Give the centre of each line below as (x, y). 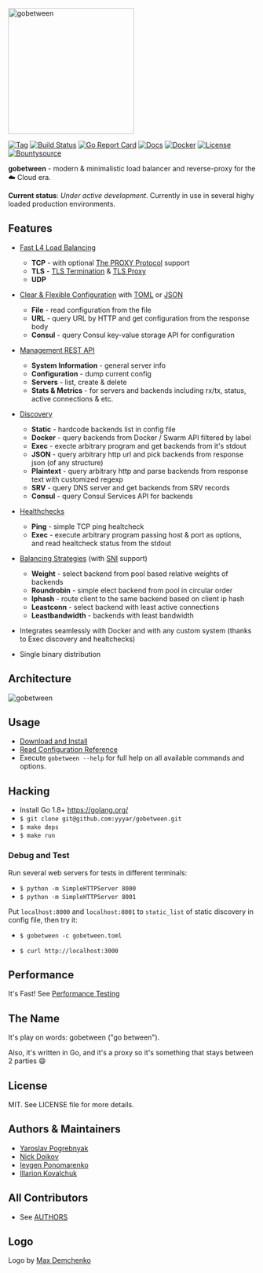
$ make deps (39, 827)
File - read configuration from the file (91, 310)
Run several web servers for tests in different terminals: (98, 872)
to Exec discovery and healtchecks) (77, 639)
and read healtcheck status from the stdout (101, 543)
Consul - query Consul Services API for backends (112, 496)
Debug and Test (39, 856)
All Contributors (48, 1198)
